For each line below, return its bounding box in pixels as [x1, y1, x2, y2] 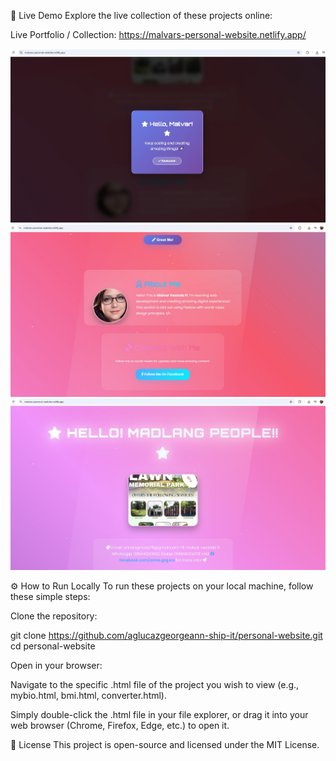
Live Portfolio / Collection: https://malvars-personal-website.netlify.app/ [10, 29, 307, 40]
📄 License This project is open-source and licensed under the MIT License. [10, 738, 320, 750]
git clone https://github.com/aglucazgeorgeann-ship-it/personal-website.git [10, 629, 323, 641]
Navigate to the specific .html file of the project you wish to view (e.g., [10, 678, 300, 690]
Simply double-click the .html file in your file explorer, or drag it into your [10, 708, 309, 720]
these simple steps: [10, 590, 91, 602]
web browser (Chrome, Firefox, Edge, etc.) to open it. [10, 719, 230, 731]
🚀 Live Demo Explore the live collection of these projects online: [10, 10, 273, 21]
